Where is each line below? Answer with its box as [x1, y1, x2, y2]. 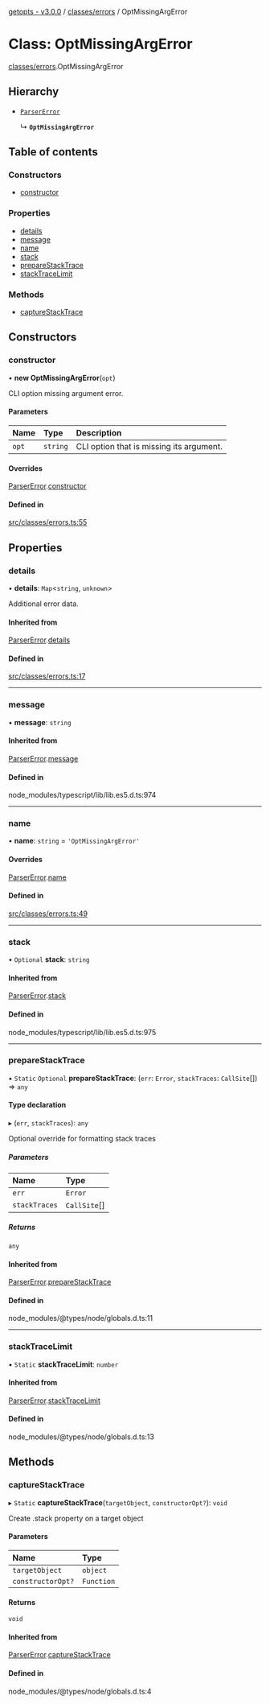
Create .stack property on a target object [8, 1513, 144, 1523]
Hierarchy [8, 85, 59, 99]
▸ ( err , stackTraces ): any [8, 1118, 88, 1128]
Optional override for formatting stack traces [8, 1134, 157, 1144]
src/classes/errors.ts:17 [8, 671, 86, 681]
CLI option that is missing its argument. [76, 440, 223, 452]
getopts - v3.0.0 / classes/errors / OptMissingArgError [8, 7, 188, 16]
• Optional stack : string [8, 955, 90, 964]
